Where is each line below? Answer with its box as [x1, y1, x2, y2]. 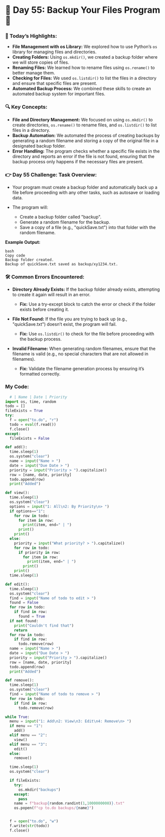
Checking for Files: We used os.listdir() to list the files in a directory [12, 75, 157, 81]
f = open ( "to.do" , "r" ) [9, 418, 58, 422]
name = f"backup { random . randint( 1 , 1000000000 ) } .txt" [14, 801, 125, 806]
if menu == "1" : [9, 723, 43, 728]
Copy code [5, 253, 26, 258]
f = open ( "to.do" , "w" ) [9, 819, 58, 824]
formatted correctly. [19, 371, 61, 377]
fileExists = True [5, 408, 43, 414]
